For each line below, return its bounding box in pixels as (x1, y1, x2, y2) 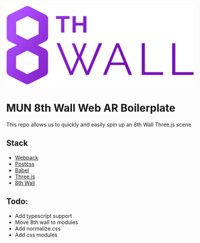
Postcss (14, 160, 35, 168)
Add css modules (14, 231, 58, 238)
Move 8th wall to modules (14, 219, 79, 226)
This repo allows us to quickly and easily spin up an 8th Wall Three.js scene (6, 121, 192, 128)
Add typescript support (14, 212, 73, 219)
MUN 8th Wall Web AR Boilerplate (6, 102, 176, 115)
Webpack (14, 154, 39, 161)
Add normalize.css (14, 225, 61, 232)
